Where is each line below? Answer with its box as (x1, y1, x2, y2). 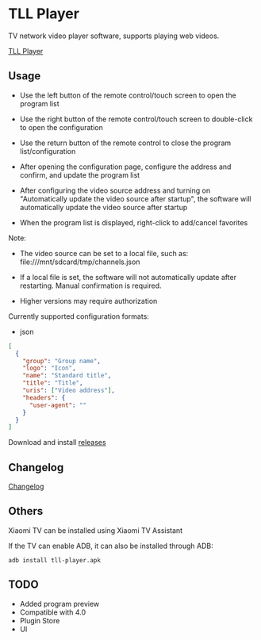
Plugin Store (19, 615, 60, 625)
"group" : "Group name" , (22, 357, 102, 365)
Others (8, 504, 44, 518)
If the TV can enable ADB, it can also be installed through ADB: (8, 541, 214, 550)
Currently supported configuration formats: (8, 311, 149, 321)
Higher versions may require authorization (19, 296, 158, 305)
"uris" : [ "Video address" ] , (22, 386, 115, 394)
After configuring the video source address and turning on (19, 186, 211, 195)
